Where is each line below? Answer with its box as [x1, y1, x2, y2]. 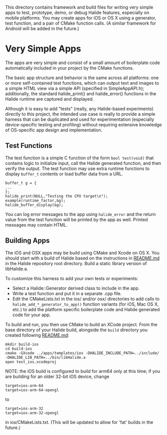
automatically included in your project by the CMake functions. [5, 65, 134, 71]
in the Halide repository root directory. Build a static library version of [5, 260, 147, 266]
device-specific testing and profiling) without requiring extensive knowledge [5, 121, 162, 127]
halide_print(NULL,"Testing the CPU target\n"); [5, 193, 108, 198]
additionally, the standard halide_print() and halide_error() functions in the [5, 90, 157, 97]
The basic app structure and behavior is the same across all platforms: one [5, 75, 159, 81]
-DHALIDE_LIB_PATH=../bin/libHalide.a [5, 355, 86, 360]
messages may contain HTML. [5, 222, 68, 228]
